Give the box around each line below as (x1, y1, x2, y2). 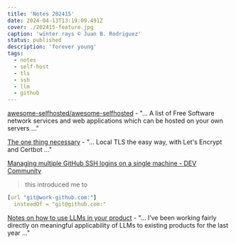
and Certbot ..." (7, 145, 53, 154)
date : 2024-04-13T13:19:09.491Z (7, 17, 103, 24)
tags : (7, 50, 23, 57)
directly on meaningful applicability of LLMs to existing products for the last (7, 221, 229, 229)
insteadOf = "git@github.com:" (14, 201, 107, 208)
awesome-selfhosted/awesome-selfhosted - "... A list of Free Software (7, 109, 215, 118)
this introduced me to (24, 180, 87, 189)
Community (7, 167, 41, 175)
